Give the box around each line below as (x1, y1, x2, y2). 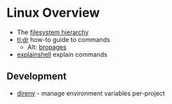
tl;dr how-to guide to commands (16, 35, 110, 43)
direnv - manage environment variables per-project (16, 89, 166, 97)
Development (6, 70, 67, 82)
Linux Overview (6, 5, 100, 21)
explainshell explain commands (16, 50, 108, 59)
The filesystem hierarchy (16, 28, 89, 36)
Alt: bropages (27, 43, 67, 51)
